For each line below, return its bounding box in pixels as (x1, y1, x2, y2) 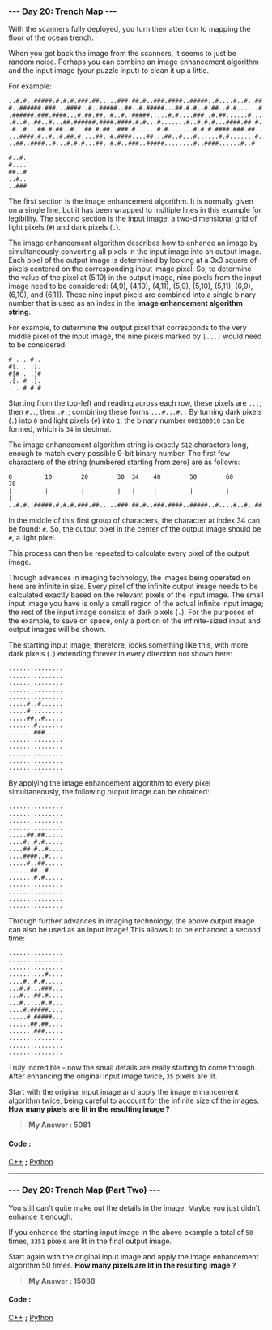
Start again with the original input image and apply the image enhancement (8, 1251, 259, 1261)
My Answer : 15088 (28, 1276, 96, 1285)
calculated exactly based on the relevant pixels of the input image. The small (8, 590, 264, 600)
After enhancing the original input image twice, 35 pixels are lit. (8, 1071, 218, 1081)
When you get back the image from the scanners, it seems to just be (8, 49, 237, 58)
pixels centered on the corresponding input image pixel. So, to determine (8, 264, 253, 273)
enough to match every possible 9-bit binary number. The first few (8, 449, 231, 458)
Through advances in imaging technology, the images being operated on (8, 573, 251, 583)
